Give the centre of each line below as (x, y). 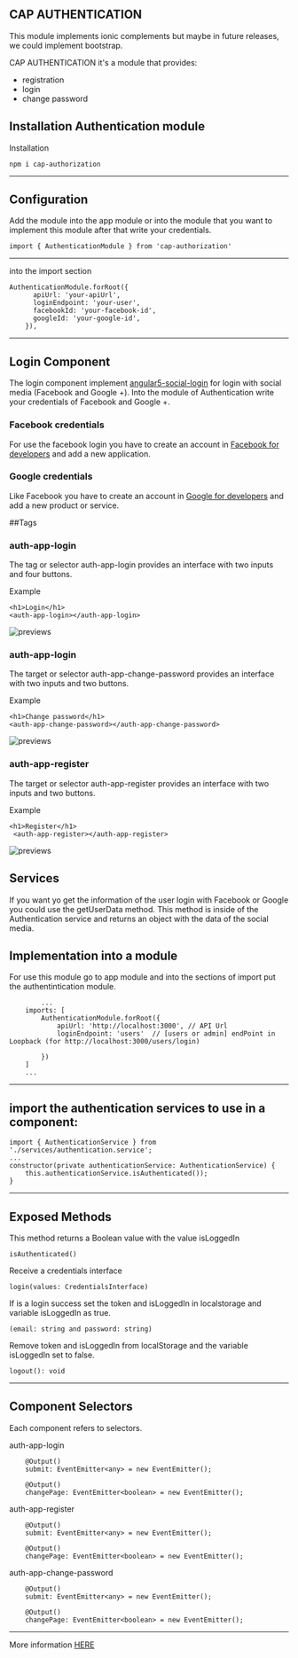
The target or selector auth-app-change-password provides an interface (142, 674)
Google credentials (51, 476)
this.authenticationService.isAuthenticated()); (117, 1174)
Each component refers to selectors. (76, 1427)
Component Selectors (71, 1407)
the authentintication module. (63, 987)
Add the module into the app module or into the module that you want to (141, 221)
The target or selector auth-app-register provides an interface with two (139, 783)
